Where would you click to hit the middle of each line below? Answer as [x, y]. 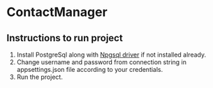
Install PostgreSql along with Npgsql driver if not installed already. [111, 54]
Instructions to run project [65, 38]
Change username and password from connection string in [101, 62]
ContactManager [57, 12]
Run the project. [40, 77]
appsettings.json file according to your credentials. [90, 69]
